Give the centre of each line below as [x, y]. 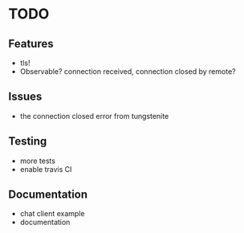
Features [31, 44]
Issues [25, 97]
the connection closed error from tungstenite [94, 116]
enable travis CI [46, 169]
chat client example [52, 214]
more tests [38, 161]
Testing [28, 141]
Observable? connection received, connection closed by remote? [128, 72]
